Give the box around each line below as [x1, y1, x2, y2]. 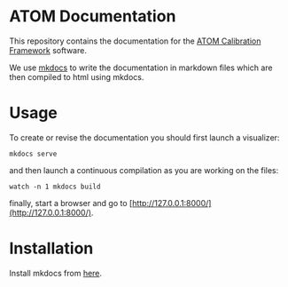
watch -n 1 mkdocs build [9, 182, 101, 191]
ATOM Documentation [9, 6, 176, 27]
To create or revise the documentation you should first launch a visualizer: [9, 132, 280, 143]
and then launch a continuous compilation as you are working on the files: [9, 164, 279, 175]
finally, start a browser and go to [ [9, 197, 133, 208]
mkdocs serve [9, 149, 58, 158]
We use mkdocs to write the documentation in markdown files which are [9, 62, 273, 73]
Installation [9, 238, 94, 259]
